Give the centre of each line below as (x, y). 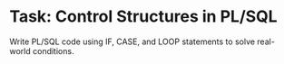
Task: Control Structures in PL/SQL (144, 17)
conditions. (53, 50)
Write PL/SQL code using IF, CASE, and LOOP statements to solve (132, 41)
